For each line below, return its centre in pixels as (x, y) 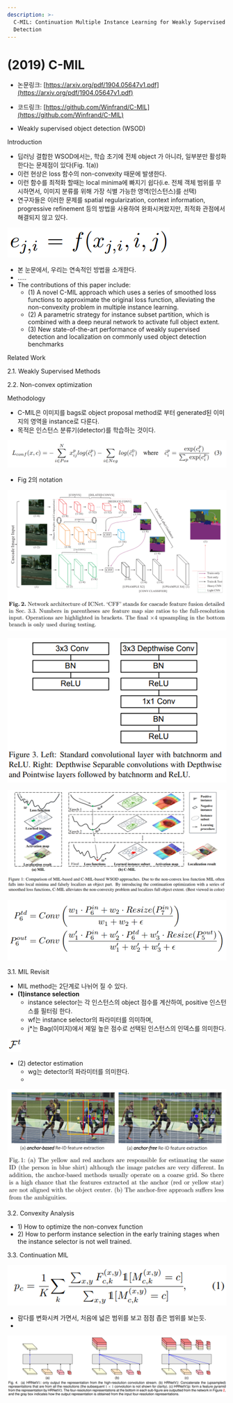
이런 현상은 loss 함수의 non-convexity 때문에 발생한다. (92, 174)
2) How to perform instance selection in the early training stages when (118, 1234)
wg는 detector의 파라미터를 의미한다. (79, 1072)
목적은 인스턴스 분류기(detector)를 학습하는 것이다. (87, 430)
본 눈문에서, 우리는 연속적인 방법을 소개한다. (77, 270)
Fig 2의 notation (40, 479)
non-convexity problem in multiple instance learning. (103, 308)
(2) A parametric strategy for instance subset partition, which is (119, 314)
